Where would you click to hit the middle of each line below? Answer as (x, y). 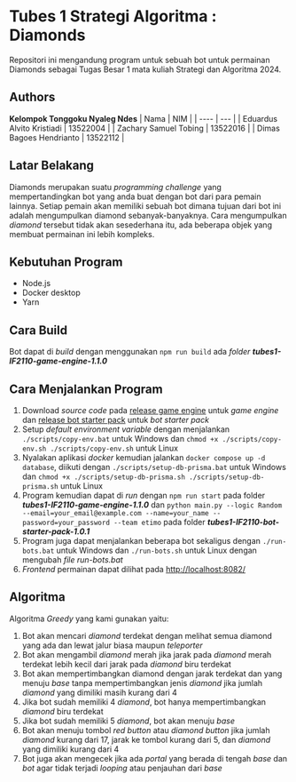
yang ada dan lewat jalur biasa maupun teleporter (113, 645)
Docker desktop (51, 293)
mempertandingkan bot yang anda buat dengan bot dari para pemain (135, 196)
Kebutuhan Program (66, 262)
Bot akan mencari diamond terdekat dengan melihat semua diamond (147, 635)
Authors (32, 97)
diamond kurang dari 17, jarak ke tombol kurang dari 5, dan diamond (146, 739)
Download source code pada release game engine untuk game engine (150, 410)
